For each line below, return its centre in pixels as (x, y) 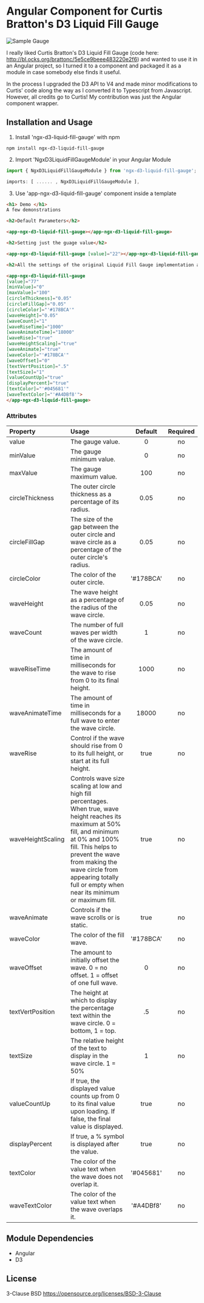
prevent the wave (95, 854)
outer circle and (93, 534)
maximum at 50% (96, 824)
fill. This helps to (94, 847)
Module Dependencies (50, 1239)
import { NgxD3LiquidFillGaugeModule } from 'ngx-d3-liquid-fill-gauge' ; (102, 171)
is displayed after (95, 1144)
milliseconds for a (96, 713)
